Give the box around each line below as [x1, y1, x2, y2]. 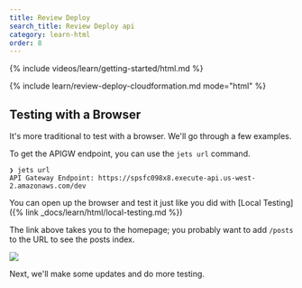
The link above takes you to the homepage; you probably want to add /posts [9, 225, 294, 236]
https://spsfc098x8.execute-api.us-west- [97, 173, 256, 183]
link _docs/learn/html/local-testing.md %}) [25, 207, 183, 218]
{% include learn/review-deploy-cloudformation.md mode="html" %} [9, 80, 267, 91]
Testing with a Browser [9, 107, 142, 122]
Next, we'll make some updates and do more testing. [9, 268, 206, 280]
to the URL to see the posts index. [9, 234, 135, 245]
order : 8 [9, 38, 42, 48]
